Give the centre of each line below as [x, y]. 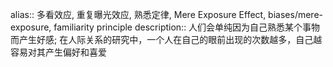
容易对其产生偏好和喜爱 [58, 52]
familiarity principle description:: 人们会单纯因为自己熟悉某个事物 [187, 27]
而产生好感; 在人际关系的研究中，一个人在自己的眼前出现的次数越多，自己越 [166, 39]
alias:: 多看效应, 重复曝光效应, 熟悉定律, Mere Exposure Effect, [138, 14]
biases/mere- [295, 14]
